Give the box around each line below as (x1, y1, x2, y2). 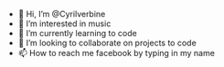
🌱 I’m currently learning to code (17, 28, 137, 38)
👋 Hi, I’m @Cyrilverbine (17, 9, 106, 19)
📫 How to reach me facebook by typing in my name (17, 48, 215, 58)
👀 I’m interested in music (17, 18, 112, 29)
